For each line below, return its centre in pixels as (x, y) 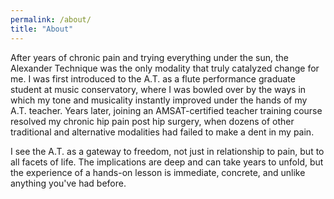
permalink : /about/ (51, 19)
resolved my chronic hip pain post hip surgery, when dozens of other (152, 121)
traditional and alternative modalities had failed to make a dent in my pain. (162, 132)
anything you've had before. (68, 183)
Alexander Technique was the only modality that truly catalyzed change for (165, 68)
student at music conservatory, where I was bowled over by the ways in (158, 89)
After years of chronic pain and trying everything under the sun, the (149, 57)
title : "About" (42, 29)
